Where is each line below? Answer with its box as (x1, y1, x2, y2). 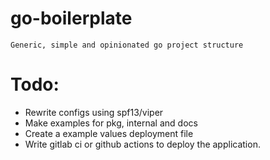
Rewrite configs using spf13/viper (24, 106, 164, 118)
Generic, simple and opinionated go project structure (10, 40, 244, 50)
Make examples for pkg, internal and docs (24, 117, 198, 129)
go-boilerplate (10, 7, 133, 30)
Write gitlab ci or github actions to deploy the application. (24, 138, 261, 150)
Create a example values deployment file (24, 127, 194, 139)
